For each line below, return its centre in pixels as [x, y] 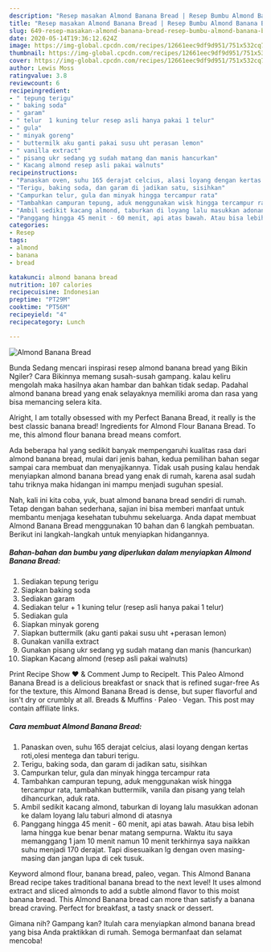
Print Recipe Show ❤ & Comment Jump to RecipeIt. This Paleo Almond [127, 674]
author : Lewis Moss [42, 68]
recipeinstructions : [44, 173]
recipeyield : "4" [38, 315]
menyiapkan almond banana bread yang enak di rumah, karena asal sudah [132, 476]
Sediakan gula [44, 616]
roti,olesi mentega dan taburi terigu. [80, 755]
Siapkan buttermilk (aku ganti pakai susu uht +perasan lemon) [124, 633]
